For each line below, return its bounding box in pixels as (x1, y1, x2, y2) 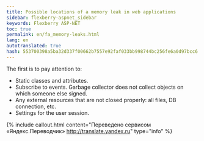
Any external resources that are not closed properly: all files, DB (15, 96, 177, 103)
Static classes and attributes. (15, 77, 89, 84)
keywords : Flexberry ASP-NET (6, 20, 81, 26)
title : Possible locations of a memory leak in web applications (6, 9, 176, 15)
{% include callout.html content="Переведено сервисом (6, 121, 151, 128)
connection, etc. (15, 103, 57, 110)
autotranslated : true (6, 43, 62, 49)
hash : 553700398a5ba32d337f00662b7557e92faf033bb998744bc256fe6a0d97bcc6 (6, 49, 199, 55)
